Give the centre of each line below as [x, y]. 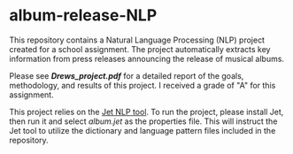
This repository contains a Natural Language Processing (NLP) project [137, 40]
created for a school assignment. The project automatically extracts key [140, 49]
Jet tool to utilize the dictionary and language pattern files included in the [143, 130]
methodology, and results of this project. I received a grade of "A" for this [143, 85]
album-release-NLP [83, 15]
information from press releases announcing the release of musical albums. [147, 58]
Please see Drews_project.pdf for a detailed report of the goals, [127, 75]
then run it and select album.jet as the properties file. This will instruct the [143, 121]
